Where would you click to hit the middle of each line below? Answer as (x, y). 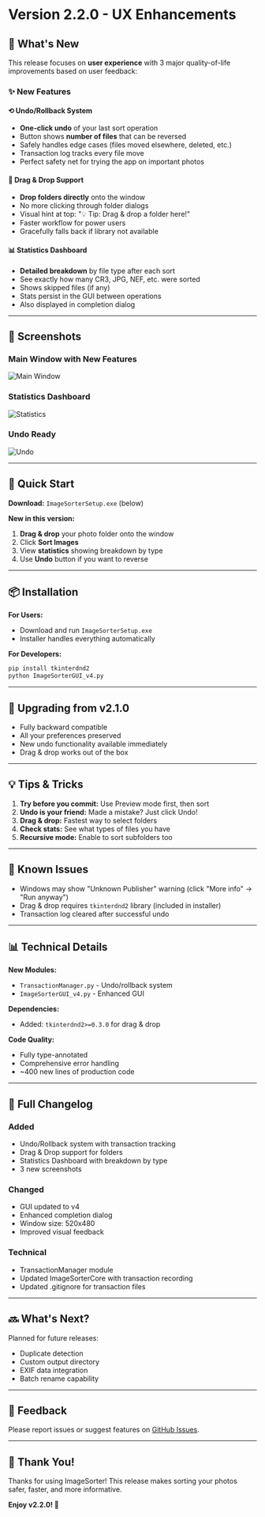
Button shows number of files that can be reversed (103, 137)
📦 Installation (43, 592)
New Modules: (32, 970)
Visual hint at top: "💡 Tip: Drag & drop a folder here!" (105, 214)
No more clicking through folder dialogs (84, 206)
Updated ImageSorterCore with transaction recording (106, 1278)
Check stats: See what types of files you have (95, 829)
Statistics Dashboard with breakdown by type (93, 1161)
